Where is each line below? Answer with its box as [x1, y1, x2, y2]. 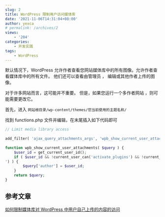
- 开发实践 [14, 44, 33, 49]
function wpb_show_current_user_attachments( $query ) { [5, 145, 124, 150]
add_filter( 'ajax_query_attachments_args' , [5, 136, 98, 141]
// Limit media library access [5, 127, 69, 132]
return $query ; [14, 173, 45, 178]
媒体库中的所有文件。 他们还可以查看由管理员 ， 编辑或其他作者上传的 [9, 73, 151, 79]
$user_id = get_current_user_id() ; [14, 150, 87, 155]
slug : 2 [5, 7, 21, 12]
